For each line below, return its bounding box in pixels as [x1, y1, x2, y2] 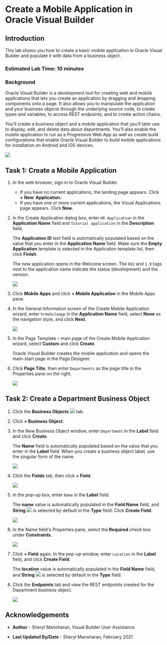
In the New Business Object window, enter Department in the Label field [12, 428, 159, 434]
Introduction [5, 34, 45, 43]
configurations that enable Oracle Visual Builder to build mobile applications [5, 137, 161, 143]
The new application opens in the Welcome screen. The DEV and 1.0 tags [12, 261, 162, 267]
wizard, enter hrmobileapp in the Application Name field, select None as [12, 311, 161, 317]
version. [12, 271, 29, 277]
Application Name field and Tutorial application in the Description [12, 220, 155, 226]
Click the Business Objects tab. [12, 408, 84, 414]
